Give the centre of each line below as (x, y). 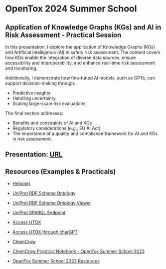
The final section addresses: (34, 113)
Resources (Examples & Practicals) (61, 171)
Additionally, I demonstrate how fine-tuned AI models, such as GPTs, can (80, 78)
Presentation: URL (34, 155)
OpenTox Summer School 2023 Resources (56, 261)
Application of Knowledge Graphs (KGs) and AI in (83, 27)
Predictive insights (31, 93)
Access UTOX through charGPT (45, 232)
